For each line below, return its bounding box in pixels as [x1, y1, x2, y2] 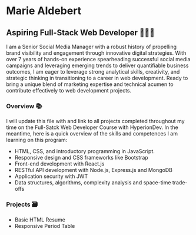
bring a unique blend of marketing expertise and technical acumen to [6, 81, 174, 88]
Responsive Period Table [14, 222, 75, 229]
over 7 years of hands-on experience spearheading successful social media [6, 56, 191, 62]
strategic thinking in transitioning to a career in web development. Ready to [6, 75, 188, 81]
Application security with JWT [14, 173, 88, 180]
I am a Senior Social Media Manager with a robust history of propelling [6, 43, 177, 50]
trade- [172, 179, 188, 186]
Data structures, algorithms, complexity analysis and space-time [14, 179, 171, 186]
